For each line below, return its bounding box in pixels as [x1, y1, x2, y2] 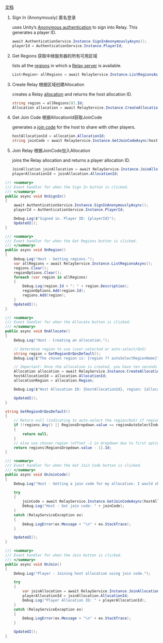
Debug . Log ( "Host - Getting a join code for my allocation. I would [14, 481, 153, 486]
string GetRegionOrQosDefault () [5, 409, 70, 414]
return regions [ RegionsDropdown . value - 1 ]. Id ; [14, 445, 112, 450]
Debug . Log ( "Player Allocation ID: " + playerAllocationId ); [22, 598, 147, 603]
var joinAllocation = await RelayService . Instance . [22, 589, 130, 594]
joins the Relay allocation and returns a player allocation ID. [12, 157, 130, 163]
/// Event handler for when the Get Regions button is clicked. [5, 238, 138, 244]
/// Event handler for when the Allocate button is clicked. [5, 320, 131, 325]
